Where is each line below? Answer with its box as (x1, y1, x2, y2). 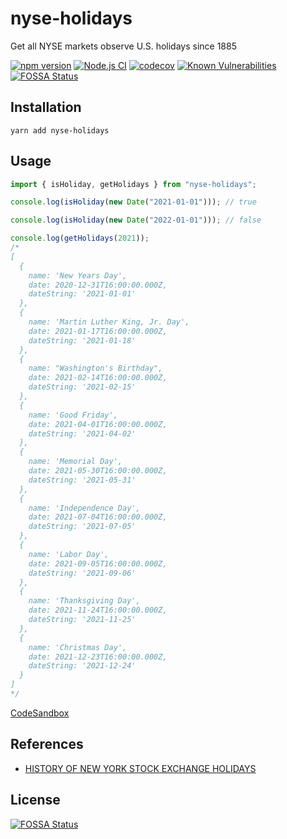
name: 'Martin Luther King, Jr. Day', (28, 317, 190, 327)
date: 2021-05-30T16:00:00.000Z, (28, 466, 168, 476)
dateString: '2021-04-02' (28, 428, 137, 439)
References (10, 736, 84, 753)
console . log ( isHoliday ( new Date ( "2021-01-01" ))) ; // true (10, 197, 257, 207)
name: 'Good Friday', (28, 410, 118, 420)
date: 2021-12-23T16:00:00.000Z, (28, 652, 168, 662)
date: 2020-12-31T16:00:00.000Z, (28, 280, 168, 290)
